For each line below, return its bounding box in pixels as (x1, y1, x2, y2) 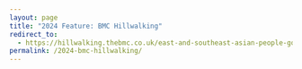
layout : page (9, 13, 58, 22)
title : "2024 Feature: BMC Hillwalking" (9, 22, 164, 30)
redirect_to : (9, 30, 58, 39)
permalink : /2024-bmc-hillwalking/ (9, 47, 143, 56)
